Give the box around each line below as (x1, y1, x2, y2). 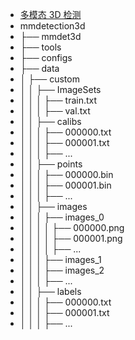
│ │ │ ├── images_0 (19, 211, 105, 223)
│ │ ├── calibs (19, 116, 82, 127)
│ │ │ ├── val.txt (19, 105, 91, 117)
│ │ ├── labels (19, 286, 82, 297)
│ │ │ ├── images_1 (19, 254, 102, 265)
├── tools (19, 41, 62, 53)
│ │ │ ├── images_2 (19, 264, 105, 276)
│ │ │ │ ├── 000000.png (19, 222, 125, 233)
